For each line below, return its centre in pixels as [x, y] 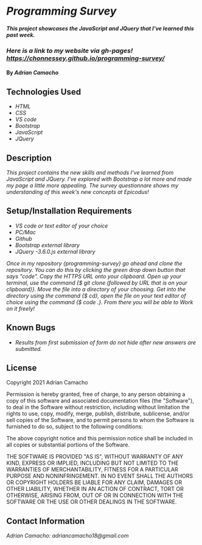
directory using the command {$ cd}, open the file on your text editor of [96, 296]
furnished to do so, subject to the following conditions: [75, 426]
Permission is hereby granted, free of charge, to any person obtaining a [96, 394]
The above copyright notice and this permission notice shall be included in [99, 439]
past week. [21, 35]
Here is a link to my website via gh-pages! [70, 50]
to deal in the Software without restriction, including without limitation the [98, 407]
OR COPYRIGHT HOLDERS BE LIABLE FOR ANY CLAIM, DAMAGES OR [94, 482]
